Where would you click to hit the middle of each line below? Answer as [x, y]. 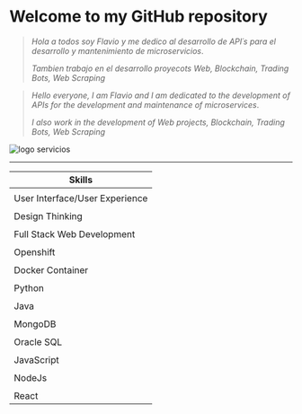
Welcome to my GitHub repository [138, 17]
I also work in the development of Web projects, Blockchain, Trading [158, 122]
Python [29, 287]
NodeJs [31, 377]
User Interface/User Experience [81, 198]
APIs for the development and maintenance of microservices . [145, 104]
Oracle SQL [38, 341]
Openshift [35, 251]
